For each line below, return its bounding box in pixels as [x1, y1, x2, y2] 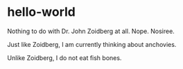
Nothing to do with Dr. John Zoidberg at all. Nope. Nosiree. [7, 27, 175, 35]
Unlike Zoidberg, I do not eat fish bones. [7, 53, 122, 62]
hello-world [7, 4, 76, 20]
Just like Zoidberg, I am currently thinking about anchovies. [7, 40, 177, 48]
